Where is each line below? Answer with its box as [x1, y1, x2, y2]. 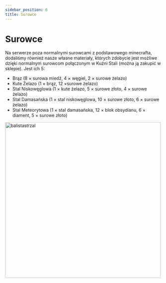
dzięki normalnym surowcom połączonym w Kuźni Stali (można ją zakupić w [5, 60, 161, 66]
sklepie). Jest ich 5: [5, 66, 45, 72]
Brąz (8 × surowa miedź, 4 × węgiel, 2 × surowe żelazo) [12, 75, 127, 81]
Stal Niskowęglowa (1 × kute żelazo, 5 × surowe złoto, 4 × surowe [12, 86, 147, 92]
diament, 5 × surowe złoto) [12, 113, 68, 119]
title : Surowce [5, 12, 37, 17]
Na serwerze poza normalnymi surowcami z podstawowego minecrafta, [5, 50, 152, 56]
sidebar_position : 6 [5, 7, 48, 12]
